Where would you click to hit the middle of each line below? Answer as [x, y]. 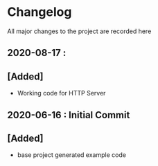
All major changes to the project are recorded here [79, 31]
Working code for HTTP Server [61, 93]
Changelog [39, 12]
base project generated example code [72, 155]
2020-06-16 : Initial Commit [69, 115]
